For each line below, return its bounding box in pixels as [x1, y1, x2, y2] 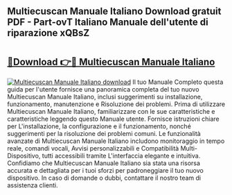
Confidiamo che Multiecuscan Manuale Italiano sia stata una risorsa [7, 159, 201, 167]
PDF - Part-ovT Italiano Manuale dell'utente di [7, 17, 209, 28]
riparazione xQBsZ [7, 27, 90, 39]
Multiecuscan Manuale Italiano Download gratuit [7, 6, 222, 17]
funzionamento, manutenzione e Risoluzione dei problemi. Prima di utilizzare [7, 100, 226, 108]
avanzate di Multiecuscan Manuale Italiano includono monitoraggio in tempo [7, 137, 225, 145]
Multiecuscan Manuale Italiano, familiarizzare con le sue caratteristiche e [7, 108, 215, 115]
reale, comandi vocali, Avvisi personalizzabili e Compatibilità [7, 144, 179, 152]
